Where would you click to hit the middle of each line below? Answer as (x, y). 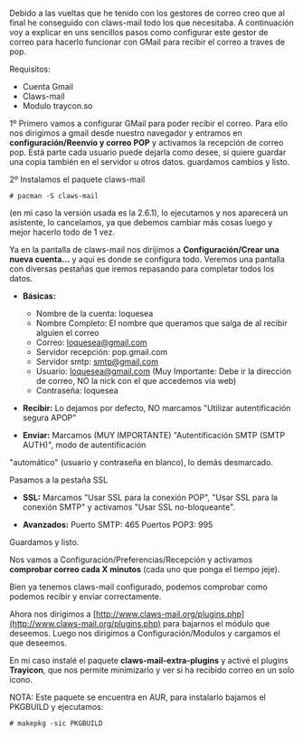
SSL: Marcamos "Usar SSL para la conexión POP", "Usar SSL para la (150, 498)
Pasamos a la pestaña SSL (59, 480)
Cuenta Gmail (48, 86)
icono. (21, 680)
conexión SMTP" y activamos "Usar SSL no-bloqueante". (129, 507)
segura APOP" (49, 417)
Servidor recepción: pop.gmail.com (102, 352)
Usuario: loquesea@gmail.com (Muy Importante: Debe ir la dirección (164, 371)
